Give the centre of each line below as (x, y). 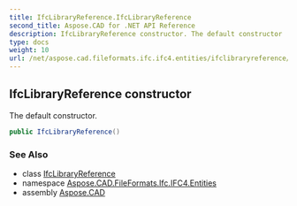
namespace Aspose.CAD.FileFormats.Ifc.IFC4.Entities (119, 183)
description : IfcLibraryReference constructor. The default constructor (146, 34)
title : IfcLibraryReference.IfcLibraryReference (100, 17)
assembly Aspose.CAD (64, 192)
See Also (29, 154)
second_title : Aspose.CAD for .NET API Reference (103, 26)
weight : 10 (29, 50)
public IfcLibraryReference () (65, 132)
